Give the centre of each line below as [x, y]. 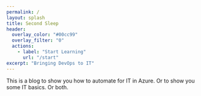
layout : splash [26, 18]
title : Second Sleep [33, 23]
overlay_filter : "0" [38, 40]
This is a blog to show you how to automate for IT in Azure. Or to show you [100, 81]
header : [16, 29]
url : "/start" [41, 57]
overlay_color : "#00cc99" [45, 35]
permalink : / [23, 12]
